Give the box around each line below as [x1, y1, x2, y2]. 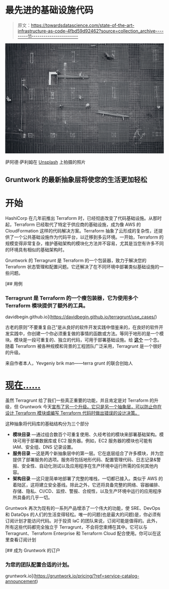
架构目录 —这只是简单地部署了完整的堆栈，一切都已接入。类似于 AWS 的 [12, 475, 163, 482]
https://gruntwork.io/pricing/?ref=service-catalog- [34, 573, 139, 579]
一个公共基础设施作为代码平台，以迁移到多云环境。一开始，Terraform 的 [14, 234, 164, 240]
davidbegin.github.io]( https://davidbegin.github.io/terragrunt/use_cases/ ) [5, 314, 157, 320]
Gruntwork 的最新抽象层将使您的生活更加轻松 [5, 175, 147, 184]
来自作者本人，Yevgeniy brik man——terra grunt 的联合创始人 [5, 360, 133, 366]
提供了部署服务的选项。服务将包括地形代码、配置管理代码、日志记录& [12, 456, 157, 462]
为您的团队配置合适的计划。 [5, 561, 72, 568]
